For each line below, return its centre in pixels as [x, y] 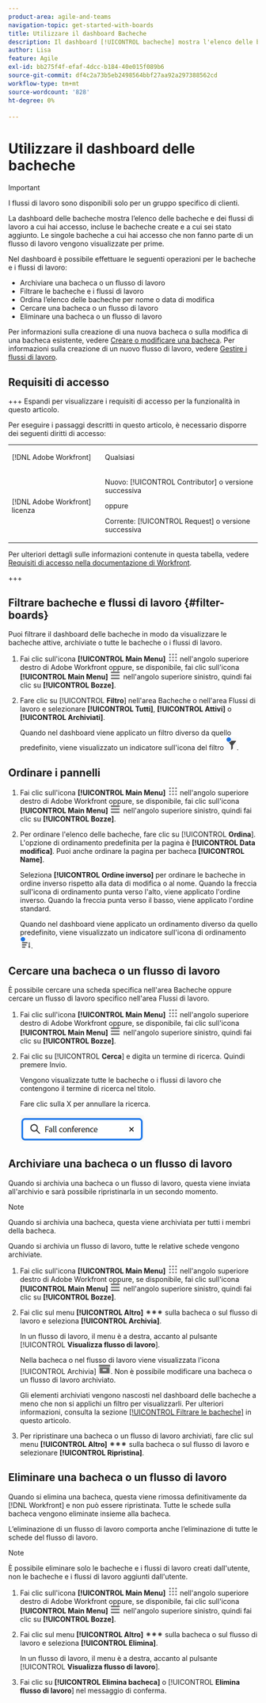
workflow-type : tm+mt [44, 83]
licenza [23, 510]
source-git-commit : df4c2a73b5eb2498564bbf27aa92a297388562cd [113, 75]
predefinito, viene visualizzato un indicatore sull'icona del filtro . [129, 748]
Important [24, 188]
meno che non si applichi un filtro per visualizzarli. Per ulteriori [122, 1403]
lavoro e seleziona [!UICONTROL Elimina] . [89, 1643]
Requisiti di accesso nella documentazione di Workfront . [100, 562]
